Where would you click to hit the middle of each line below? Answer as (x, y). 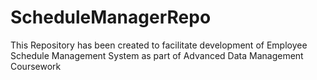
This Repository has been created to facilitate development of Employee (159, 45)
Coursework (36, 66)
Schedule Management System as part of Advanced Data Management (157, 55)
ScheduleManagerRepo (111, 17)
